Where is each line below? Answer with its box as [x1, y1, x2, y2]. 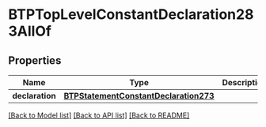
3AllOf [8, 22, 51, 40]
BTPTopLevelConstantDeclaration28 [8, 6, 254, 24]
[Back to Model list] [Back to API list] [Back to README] [8, 110, 190, 120]
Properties [8, 54, 62, 67]
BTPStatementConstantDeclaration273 [63, 91, 215, 101]
